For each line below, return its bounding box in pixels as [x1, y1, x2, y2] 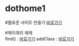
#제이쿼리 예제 [5, 30, 33, 35]
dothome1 [5, 3, 46, 14]
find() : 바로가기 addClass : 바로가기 [5, 36, 74, 42]
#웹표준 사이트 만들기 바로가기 [5, 19, 63, 25]
